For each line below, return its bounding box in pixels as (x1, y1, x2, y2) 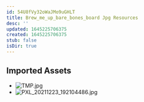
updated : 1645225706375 (6, 26, 67, 32)
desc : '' (6, 20, 29, 26)
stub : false (6, 37, 37, 43)
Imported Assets (6, 65, 72, 76)
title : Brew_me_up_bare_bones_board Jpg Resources (6, 15, 138, 21)
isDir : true (6, 43, 37, 49)
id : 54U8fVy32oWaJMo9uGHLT (6, 9, 75, 15)
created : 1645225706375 (6, 32, 67, 38)
